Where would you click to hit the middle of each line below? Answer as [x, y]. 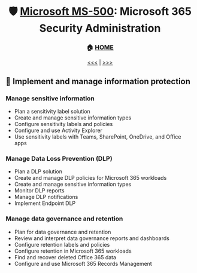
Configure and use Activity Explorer [58, 131]
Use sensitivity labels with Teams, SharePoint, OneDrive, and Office [98, 137]
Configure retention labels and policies [62, 244]
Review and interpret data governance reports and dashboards [92, 238]
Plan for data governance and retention [63, 232]
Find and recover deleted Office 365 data [65, 257]
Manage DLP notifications [46, 197]
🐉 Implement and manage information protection [98, 81]
